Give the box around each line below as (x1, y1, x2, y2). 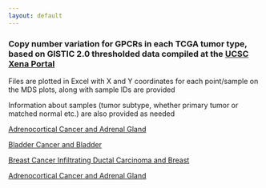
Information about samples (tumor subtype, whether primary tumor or (8, 100, 239, 110)
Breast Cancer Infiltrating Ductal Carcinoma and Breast (8, 155, 190, 165)
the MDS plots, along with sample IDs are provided (8, 85, 175, 94)
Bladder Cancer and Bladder (8, 139, 103, 149)
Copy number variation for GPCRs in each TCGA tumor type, (8, 38, 248, 49)
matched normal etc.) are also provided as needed (8, 109, 175, 118)
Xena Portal (8, 58, 55, 69)
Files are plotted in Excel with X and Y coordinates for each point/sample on (8, 76, 259, 86)
